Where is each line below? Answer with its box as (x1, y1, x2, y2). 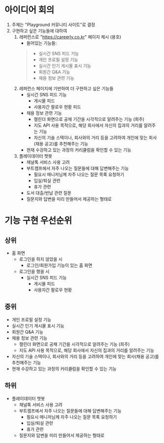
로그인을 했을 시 (19, 268, 50, 274)
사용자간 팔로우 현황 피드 (33, 104, 82, 110)
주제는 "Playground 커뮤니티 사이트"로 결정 (11, 22, 95, 28)
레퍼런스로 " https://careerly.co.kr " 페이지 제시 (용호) (19, 34, 121, 40)
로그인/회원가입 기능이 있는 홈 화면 (26, 262, 93, 268)
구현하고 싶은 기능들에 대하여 (11, 28, 67, 33)
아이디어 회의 (4, 4, 55, 16)
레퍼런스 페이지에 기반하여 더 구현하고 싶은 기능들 (19, 85, 114, 91)
